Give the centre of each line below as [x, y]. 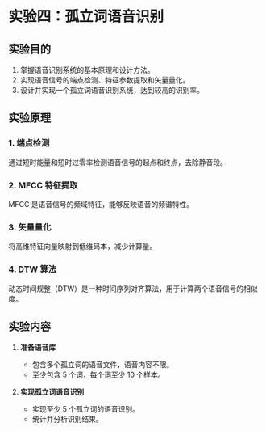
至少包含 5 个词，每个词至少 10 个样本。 [98, 375]
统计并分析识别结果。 [67, 419]
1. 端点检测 [29, 143]
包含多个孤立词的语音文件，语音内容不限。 [103, 365]
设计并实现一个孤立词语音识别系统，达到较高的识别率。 [112, 90]
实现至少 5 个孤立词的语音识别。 [85, 409]
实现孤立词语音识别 [52, 392]
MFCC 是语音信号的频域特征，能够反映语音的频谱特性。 [101, 204]
